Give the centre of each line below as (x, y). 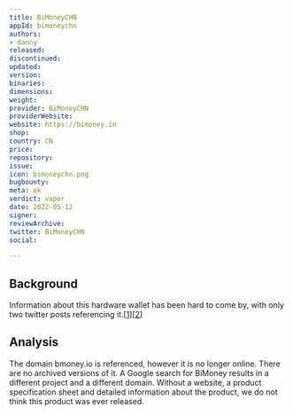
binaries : (27, 83)
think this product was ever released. (77, 401)
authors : (25, 34)
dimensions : (31, 91)
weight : (23, 100)
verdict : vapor (37, 199)
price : (21, 149)
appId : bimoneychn (43, 26)
